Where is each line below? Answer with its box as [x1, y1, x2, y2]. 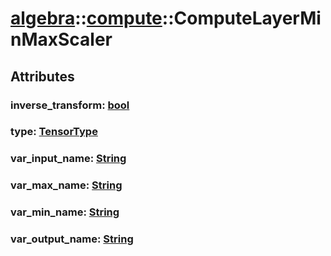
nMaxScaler [10, 28, 113, 51]
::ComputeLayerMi [161, 7, 322, 30]
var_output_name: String [10, 232, 134, 246]
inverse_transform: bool [10, 98, 130, 112]
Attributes [10, 68, 75, 85]
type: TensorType [10, 125, 98, 139]
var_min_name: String [10, 205, 120, 219]
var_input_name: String [10, 152, 127, 166]
